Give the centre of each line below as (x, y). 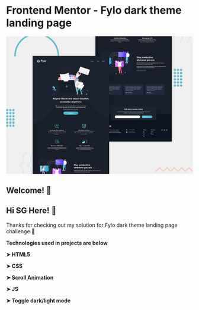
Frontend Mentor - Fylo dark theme (94, 10)
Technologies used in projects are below (57, 243)
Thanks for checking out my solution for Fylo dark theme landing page (92, 225)
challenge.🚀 (21, 231)
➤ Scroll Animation (30, 277)
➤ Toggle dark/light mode (38, 300)
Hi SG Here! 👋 (31, 211)
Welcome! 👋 (29, 190)
